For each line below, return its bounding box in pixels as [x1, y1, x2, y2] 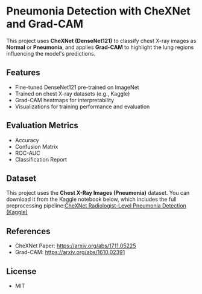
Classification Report [14, 155, 68, 163]
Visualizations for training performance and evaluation [14, 103, 150, 110]
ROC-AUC [14, 149, 40, 157]
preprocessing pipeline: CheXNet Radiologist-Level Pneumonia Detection [6, 202, 187, 209]
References [6, 226, 51, 237]
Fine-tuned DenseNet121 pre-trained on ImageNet [14, 83, 140, 91]
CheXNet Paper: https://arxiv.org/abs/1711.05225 [14, 242, 136, 249]
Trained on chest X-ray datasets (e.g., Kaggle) [14, 90, 130, 97]
